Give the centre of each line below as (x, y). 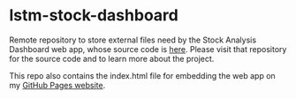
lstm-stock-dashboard (94, 15)
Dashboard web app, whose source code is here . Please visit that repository (148, 49)
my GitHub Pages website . (57, 85)
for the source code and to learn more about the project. (112, 58)
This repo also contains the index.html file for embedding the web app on (142, 75)
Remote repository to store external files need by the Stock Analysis (133, 40)
